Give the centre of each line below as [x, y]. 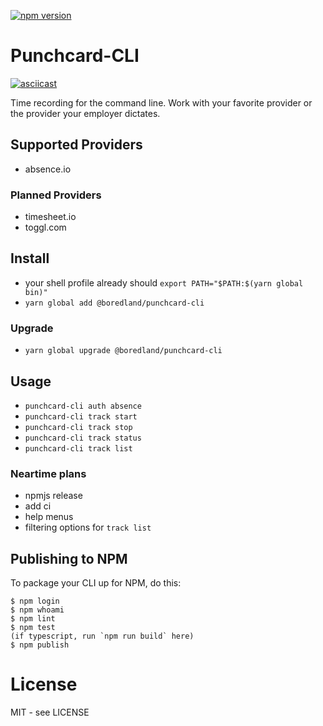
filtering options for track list [88, 527]
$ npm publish [40, 645]
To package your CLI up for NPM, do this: [96, 583]
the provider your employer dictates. [85, 113]
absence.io [48, 169]
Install [30, 258]
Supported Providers [76, 145]
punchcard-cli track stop [78, 427]
